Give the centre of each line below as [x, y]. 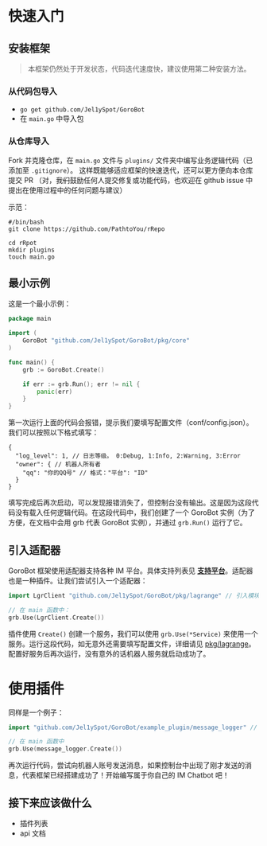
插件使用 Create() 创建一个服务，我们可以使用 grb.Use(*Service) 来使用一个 [133, 634]
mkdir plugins [32, 250]
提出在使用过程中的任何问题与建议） [68, 190]
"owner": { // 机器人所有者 [58, 465]
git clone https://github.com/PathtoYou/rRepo [87, 229]
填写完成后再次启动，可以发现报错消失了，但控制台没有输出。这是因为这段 [130, 503]
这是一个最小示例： [40, 304]
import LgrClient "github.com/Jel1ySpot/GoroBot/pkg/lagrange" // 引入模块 [134, 595]
